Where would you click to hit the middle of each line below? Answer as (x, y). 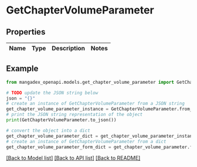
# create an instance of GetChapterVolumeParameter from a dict (86, 141)
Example (22, 69)
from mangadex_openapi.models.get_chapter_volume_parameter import (90, 82)
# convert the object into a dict (48, 130)
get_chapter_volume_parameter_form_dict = (59, 147)
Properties (26, 32)
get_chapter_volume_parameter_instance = (57, 109)
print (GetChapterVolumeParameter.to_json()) (61, 120)
